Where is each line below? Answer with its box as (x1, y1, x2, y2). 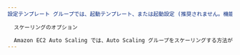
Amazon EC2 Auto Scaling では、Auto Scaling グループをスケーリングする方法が (14, 36, 234, 44)
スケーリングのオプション (14, 24, 79, 31)
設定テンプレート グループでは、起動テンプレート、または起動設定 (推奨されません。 (7, 10, 224, 18)
